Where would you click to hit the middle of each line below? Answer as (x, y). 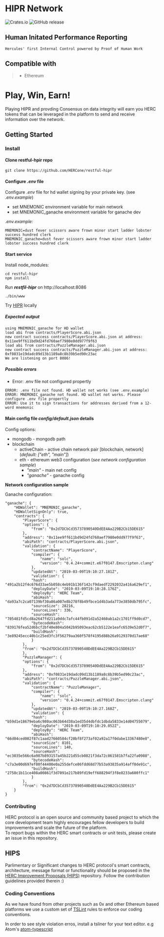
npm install (17, 278)
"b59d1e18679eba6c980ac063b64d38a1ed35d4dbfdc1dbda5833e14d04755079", (78, 721)
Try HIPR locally (21, 305)
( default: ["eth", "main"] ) (44, 454)
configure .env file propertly (37, 399)
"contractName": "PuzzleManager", (66, 687)
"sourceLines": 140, (52, 747)
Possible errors (21, 369)
